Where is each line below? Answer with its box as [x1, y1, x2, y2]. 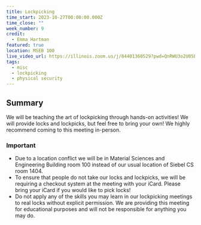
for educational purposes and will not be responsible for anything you [14, 206, 187, 213]
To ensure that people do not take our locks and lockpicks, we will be [14, 174, 186, 181]
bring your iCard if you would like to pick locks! [14, 187, 131, 194]
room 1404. [14, 168, 44, 175]
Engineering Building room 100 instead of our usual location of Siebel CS [14, 161, 194, 168]
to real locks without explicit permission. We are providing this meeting [14, 199, 190, 206]
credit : [6, 31, 26, 37]
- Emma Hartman [11, 37, 50, 42]
